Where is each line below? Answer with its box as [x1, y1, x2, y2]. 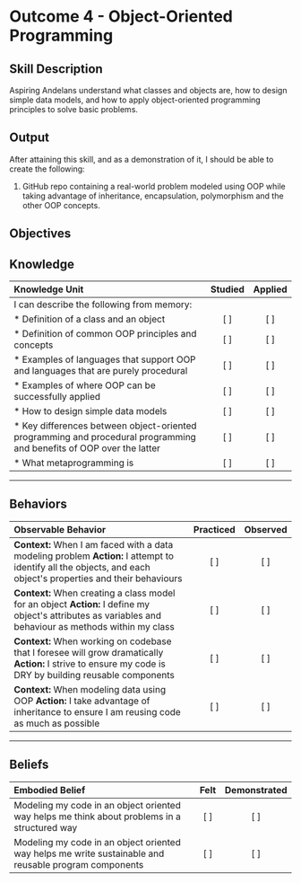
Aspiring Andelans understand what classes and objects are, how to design [9, 85, 288, 95]
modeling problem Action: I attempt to [13, 550, 175, 562]
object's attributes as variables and [13, 609, 162, 622]
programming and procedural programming [13, 431, 197, 444]
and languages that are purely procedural [13, 365, 188, 377]
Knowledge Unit [13, 283, 84, 296]
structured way [13, 821, 78, 834]
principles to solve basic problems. [9, 104, 139, 114]
